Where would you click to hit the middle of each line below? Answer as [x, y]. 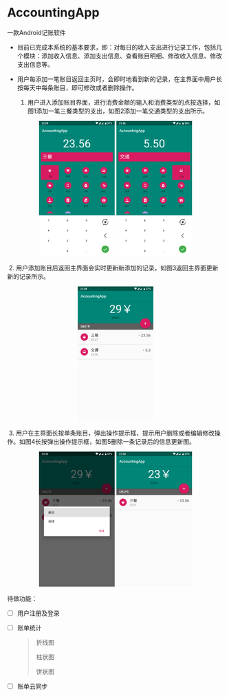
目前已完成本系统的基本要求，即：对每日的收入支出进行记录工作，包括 [117, 47]
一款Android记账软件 [36, 32]
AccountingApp [53, 13]
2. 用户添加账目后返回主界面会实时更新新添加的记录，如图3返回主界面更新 [113, 268]
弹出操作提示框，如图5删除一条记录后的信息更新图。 [121, 442]
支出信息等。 [35, 64]
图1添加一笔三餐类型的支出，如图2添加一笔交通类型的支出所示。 [118, 111]
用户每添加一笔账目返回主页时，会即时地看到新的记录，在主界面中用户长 [119, 79]
